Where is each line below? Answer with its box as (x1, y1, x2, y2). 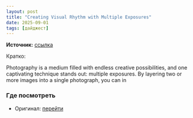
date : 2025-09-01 (6, 19, 49, 25)
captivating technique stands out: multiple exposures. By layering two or (6, 70, 182, 77)
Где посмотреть (6, 91, 56, 100)
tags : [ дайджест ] (6, 25, 49, 31)
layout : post (6, 8, 38, 15)
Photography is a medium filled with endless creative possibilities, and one (6, 64, 188, 71)
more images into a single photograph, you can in (6, 77, 127, 84)
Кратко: (6, 53, 26, 60)
